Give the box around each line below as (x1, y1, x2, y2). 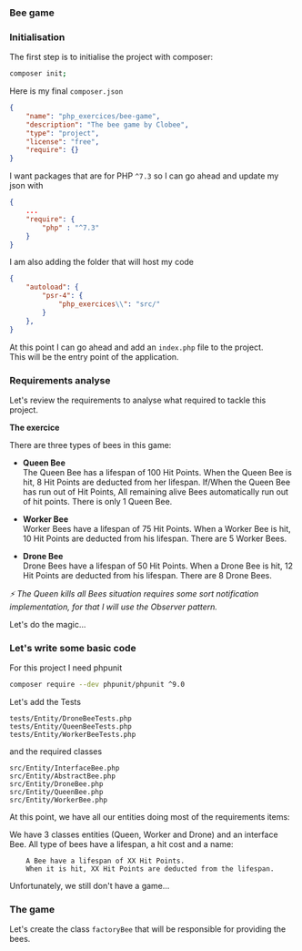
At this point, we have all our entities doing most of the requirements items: (9, 812, 290, 823)
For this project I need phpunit (9, 662, 123, 673)
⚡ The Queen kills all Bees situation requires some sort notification (9, 588, 259, 598)
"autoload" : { (25, 282, 79, 292)
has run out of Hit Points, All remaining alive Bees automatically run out (22, 486, 289, 497)
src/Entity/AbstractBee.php (9, 772, 116, 781)
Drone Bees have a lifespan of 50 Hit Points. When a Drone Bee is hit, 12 (22, 560, 294, 571)
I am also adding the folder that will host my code (9, 257, 194, 268)
